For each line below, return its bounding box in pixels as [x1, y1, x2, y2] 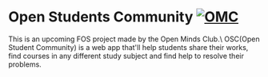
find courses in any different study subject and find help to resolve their [8, 51, 244, 60]
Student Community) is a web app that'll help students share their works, [8, 42, 249, 52]
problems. [8, 60, 42, 69]
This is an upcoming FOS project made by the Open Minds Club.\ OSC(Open [8, 34, 260, 44]
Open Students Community [8, 8, 194, 26]
